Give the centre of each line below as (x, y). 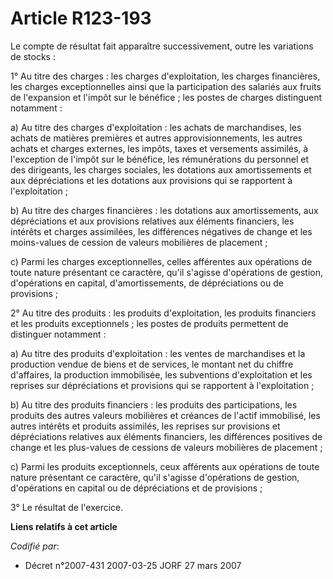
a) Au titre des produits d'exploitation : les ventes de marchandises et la (158, 353)
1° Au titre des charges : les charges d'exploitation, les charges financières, (165, 76)
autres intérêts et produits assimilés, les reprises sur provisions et (145, 426)
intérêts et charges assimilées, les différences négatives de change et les (161, 231)
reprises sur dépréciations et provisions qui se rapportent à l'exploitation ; (162, 385)
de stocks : (33, 56)
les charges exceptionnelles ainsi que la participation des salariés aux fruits (166, 86)
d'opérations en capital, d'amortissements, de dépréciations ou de (147, 283)
